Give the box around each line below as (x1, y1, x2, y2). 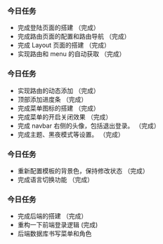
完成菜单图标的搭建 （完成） (17, 104, 100, 112)
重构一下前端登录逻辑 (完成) (17, 221, 98, 229)
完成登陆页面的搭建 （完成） (17, 23, 100, 32)
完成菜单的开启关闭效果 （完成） (17, 112, 112, 121)
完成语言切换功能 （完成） (17, 175, 93, 184)
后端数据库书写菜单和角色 (17, 229, 92, 238)
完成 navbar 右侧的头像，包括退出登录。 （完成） (17, 121, 160, 130)
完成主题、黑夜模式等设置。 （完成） (17, 130, 124, 138)
